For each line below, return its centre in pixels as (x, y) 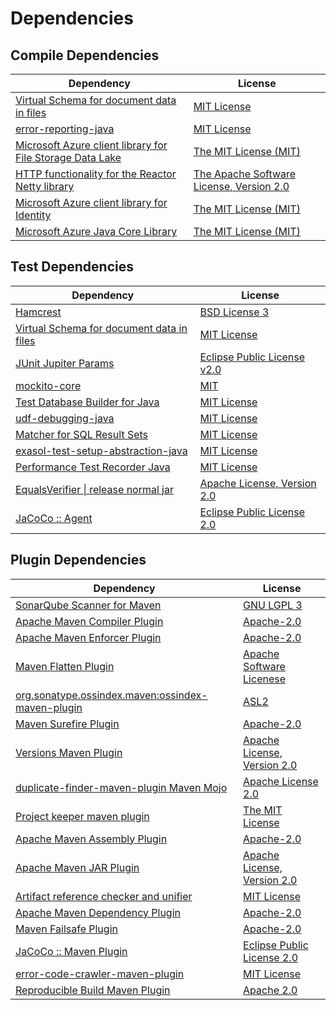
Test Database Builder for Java (87, 402)
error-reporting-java (65, 129)
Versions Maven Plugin (69, 752)
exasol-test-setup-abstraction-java (101, 450)
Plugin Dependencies (78, 560)
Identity (33, 215)
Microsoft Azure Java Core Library (96, 231)
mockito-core (48, 385)
